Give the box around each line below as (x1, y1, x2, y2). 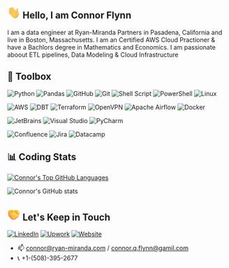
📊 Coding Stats (7, 151, 77, 163)
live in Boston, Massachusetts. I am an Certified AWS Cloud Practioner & (7, 35, 216, 44)
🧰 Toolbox (7, 71, 52, 83)
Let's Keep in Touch (22, 211, 110, 223)
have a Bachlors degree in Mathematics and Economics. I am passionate (7, 43, 216, 51)
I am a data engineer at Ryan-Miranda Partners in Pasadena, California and (7, 28, 223, 36)
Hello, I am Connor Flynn (22, 10, 131, 22)
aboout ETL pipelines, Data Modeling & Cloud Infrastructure (7, 50, 179, 59)
